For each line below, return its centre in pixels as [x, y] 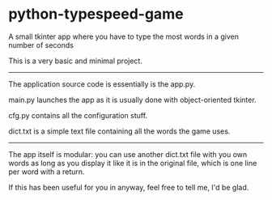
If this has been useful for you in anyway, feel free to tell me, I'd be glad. [129, 187]
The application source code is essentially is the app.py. [102, 84]
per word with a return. [47, 172]
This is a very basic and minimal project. [76, 61]
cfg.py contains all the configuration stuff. [78, 115]
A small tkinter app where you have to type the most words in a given [124, 36]
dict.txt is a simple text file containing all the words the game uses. [119, 131]
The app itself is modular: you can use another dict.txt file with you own [128, 154]
